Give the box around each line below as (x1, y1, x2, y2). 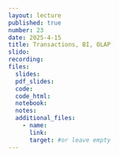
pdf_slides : (15, 77, 55, 85)
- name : (22, 121, 47, 129)
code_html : (15, 92, 51, 100)
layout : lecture (8, 11, 61, 20)
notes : (15, 107, 37, 115)
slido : (8, 48, 30, 56)
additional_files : (15, 114, 76, 122)
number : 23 (8, 26, 44, 34)
